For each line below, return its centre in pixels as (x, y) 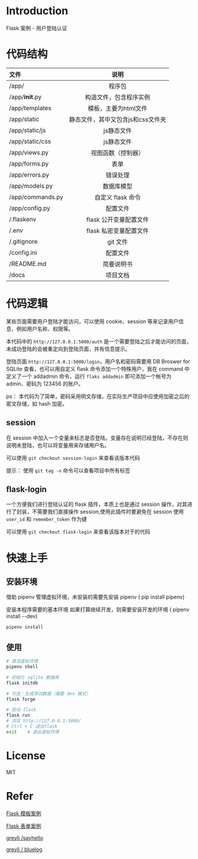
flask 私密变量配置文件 (118, 231)
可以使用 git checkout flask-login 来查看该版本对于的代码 (78, 532)
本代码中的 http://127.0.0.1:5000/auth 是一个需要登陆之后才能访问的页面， (99, 341)
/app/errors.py (29, 174)
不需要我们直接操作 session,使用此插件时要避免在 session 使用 (108, 512)
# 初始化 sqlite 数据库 (33, 677)
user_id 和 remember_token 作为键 (47, 519)
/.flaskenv (23, 219)
